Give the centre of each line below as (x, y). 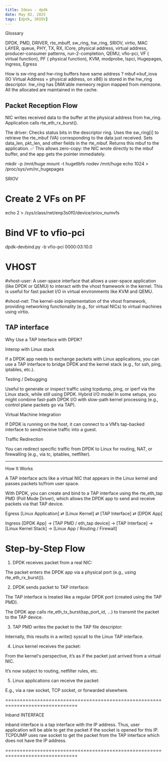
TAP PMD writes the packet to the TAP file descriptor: (67, 627)
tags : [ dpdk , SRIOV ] (27, 19)
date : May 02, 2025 (25, 14)
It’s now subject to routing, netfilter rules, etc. (52, 671)
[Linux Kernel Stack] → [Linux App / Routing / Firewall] (61, 528)
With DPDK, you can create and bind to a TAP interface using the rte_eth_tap (84, 493)
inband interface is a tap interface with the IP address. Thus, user (72, 725)
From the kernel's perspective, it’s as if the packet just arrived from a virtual (83, 656)
